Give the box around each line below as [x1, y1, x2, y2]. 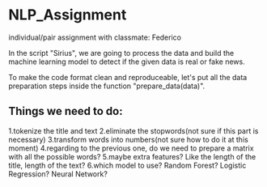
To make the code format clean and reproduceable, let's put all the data [8, 72, 248, 82]
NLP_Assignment [8, 6, 127, 24]
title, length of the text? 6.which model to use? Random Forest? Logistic [8, 160, 247, 170]
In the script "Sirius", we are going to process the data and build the [8, 48, 235, 57]
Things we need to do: [8, 104, 123, 118]
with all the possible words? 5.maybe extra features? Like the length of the [8, 151, 256, 161]
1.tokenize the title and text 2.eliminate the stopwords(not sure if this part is [8, 125, 259, 135]
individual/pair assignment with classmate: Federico [8, 32, 182, 42]
